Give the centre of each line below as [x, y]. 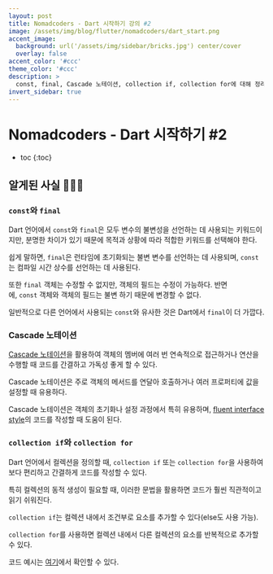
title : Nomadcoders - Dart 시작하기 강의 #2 [80, 24]
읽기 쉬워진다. [30, 500]
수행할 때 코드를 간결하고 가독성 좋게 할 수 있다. [83, 365]
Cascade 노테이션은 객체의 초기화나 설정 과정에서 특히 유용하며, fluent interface [136, 410]
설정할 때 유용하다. [38, 392]
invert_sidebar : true [45, 92]
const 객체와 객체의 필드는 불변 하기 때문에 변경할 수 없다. [110, 295]
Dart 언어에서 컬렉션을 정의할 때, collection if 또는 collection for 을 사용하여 [136, 462]
